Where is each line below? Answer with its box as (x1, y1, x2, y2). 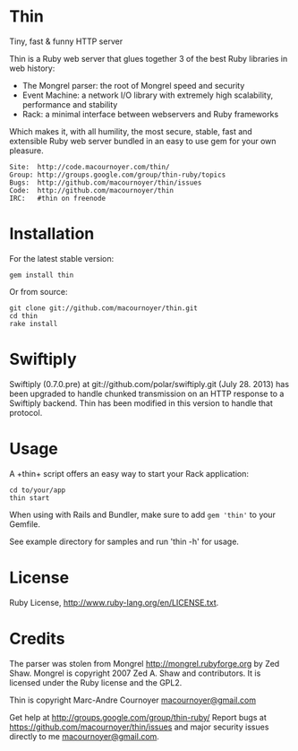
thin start (9, 493, 50, 503)
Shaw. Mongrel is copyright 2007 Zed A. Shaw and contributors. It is (9, 668, 261, 678)
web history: (9, 63, 55, 73)
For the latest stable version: (9, 253, 115, 263)
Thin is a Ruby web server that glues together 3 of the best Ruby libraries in (9, 53, 288, 64)
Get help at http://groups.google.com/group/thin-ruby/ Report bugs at (9, 712, 267, 722)
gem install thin (9, 271, 74, 280)
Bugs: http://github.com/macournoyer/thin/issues (9, 177, 202, 187)
